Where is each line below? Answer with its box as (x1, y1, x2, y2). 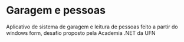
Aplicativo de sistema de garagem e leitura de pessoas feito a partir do (6, 23, 178, 30)
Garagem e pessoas (6, 4, 106, 17)
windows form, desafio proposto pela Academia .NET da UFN (6, 29, 156, 36)
